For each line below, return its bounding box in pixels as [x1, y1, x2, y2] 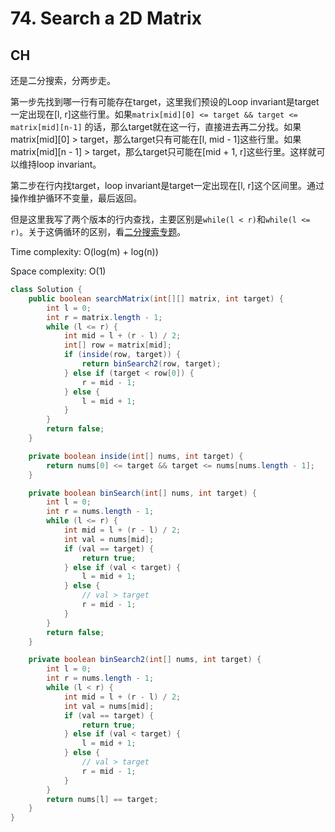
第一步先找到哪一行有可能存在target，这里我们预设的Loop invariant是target [10, 96, 320, 107]
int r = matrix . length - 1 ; [46, 312, 163, 322]
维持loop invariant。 [18, 158, 102, 170]
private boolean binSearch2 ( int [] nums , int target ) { [28, 655, 262, 665]
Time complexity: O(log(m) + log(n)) [10, 246, 159, 257]
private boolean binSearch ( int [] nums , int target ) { [28, 488, 257, 498]
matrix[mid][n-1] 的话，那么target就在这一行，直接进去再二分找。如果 [10, 121, 302, 132]
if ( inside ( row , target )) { [63, 350, 182, 360]
